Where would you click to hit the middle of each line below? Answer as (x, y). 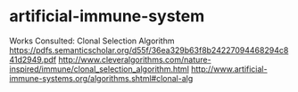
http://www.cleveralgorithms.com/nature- (134, 59)
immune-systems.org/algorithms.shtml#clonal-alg (101, 78)
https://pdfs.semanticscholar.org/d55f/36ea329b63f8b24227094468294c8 (149, 50)
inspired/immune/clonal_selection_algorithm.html (99, 69)
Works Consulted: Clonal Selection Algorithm (92, 41)
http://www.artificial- (229, 69)
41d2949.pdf (33, 59)
